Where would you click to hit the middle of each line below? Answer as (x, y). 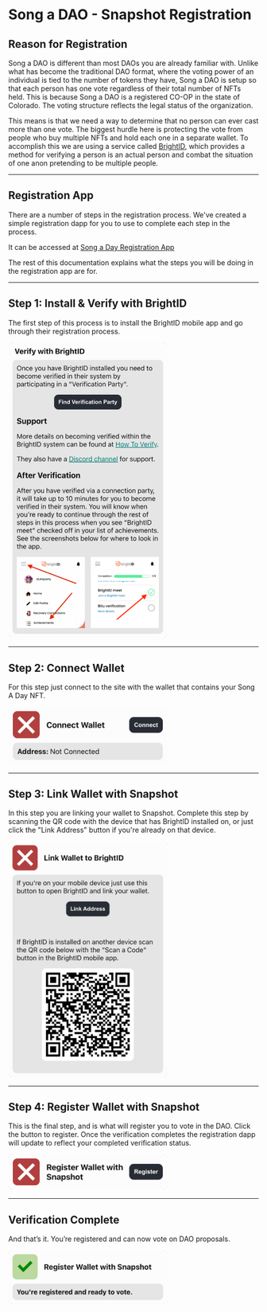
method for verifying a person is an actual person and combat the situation (131, 154)
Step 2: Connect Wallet (66, 668)
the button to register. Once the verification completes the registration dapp (132, 1134)
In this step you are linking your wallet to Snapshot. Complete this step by (128, 813)
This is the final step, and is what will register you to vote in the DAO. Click (130, 1126)
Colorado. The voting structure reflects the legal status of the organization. (131, 105)
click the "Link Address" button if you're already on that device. (112, 830)
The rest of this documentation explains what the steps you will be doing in (131, 262)
